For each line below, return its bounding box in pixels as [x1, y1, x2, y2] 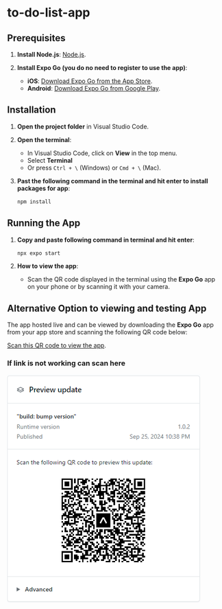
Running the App [7, 218, 81, 229]
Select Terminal [27, 156, 73, 164]
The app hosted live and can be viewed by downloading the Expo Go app [7, 321, 214, 329]
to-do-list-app [7, 5, 90, 21]
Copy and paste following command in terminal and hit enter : [16, 235, 195, 244]
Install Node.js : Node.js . [16, 50, 86, 58]
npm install [16, 198, 51, 205]
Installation [7, 104, 56, 116]
